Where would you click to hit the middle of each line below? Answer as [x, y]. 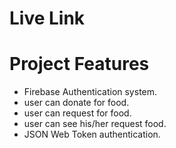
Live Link [47, 18]
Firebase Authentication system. [90, 92]
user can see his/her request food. [95, 124]
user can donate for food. [76, 103]
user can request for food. [77, 113]
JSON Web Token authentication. [92, 134]
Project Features [79, 64]
